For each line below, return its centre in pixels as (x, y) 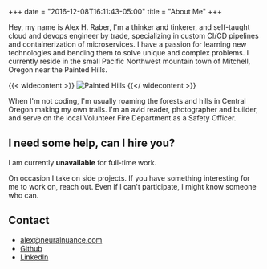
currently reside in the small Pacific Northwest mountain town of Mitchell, (129, 61)
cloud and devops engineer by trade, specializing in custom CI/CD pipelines (133, 36)
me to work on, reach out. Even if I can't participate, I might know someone (132, 186)
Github (31, 248)
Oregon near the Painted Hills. (58, 70)
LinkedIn (34, 257)
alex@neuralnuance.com (61, 239)
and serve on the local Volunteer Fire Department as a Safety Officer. (122, 118)
